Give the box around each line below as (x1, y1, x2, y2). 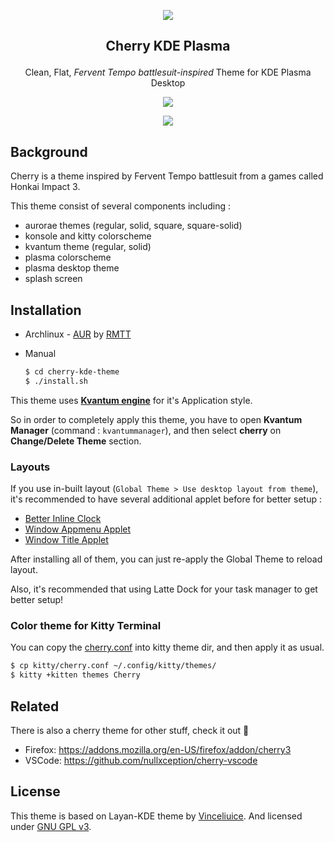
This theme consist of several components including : (10, 200, 231, 212)
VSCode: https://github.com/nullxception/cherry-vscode (24, 754, 258, 766)
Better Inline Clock (24, 513, 102, 525)
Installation (10, 301, 82, 319)
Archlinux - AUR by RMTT (24, 328, 132, 340)
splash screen (24, 273, 83, 285)
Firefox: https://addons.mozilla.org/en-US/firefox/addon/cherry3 (24, 743, 292, 755)
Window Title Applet (24, 534, 109, 546)
